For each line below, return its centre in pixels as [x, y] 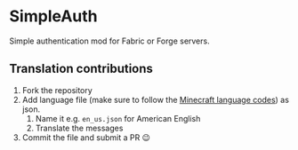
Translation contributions [81, 69]
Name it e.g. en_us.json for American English [118, 118]
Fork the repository [57, 90]
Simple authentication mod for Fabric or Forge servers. [110, 41]
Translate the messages [79, 128]
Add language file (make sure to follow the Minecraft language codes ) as [155, 99]
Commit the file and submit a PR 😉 [86, 137]
